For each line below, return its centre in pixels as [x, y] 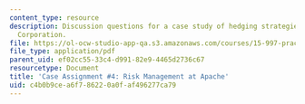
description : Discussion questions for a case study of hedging [133, 26]
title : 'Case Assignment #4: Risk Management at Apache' [119, 77]
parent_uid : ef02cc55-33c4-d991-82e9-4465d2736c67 [107, 60]
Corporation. [42, 34]
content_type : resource [54, 18]
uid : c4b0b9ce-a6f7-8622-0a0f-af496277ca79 [93, 85]
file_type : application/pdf [63, 52]
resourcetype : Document [54, 69]
